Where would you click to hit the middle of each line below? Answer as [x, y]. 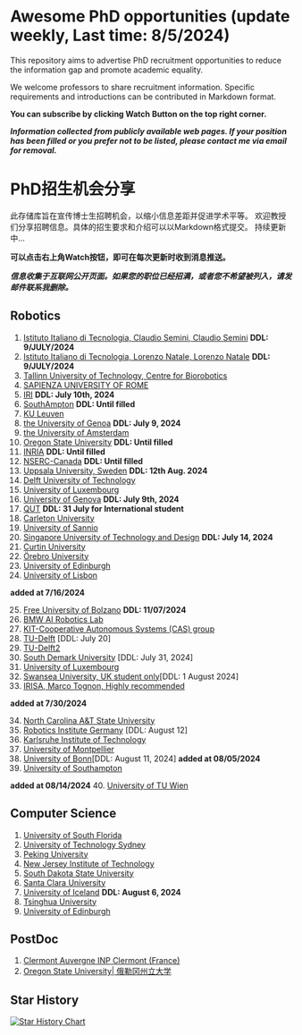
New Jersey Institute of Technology [88, 863]
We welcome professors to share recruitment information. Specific [133, 87]
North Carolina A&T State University [89, 720]
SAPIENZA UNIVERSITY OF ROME [86, 385]
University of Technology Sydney [84, 844]
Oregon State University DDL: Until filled [98, 442]
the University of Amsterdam [76, 432]
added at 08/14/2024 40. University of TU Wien [99, 785]
